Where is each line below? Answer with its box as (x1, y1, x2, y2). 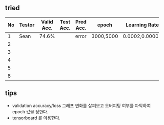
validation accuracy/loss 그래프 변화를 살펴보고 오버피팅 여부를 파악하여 (12, 103, 151, 108)
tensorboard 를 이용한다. (12, 115, 61, 121)
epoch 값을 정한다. (12, 108, 49, 114)
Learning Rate (125, 21, 159, 28)
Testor (19, 21, 35, 28)
